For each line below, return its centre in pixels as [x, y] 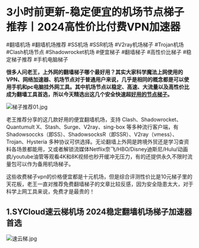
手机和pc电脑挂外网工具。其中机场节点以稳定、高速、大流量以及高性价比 [100, 87]
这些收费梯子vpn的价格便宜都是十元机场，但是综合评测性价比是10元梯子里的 [99, 176]
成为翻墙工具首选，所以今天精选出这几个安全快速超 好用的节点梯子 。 [89, 94]
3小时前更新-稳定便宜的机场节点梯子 [95, 12]
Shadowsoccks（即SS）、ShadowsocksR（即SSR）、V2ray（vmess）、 [92, 134]
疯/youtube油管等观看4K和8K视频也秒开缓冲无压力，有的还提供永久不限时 [97, 156]
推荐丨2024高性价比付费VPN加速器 [94, 27]
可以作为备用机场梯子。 [45, 164]
